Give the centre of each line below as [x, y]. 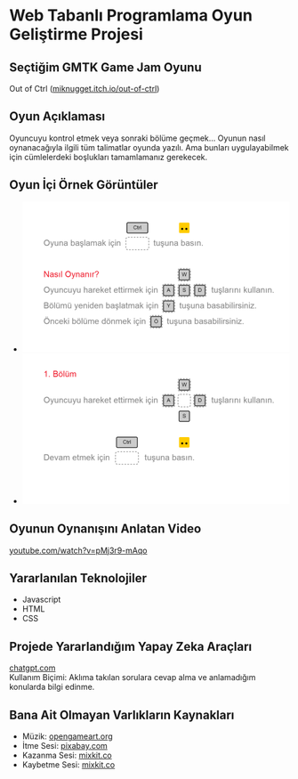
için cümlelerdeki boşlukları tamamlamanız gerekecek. [109, 157]
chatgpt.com [32, 668]
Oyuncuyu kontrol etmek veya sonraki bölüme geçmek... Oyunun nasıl [137, 138]
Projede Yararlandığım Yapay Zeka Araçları [130, 646]
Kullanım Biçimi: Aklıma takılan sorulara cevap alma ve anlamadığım [133, 678]
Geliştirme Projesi [77, 34]
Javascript [41, 600]
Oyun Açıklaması [57, 117]
